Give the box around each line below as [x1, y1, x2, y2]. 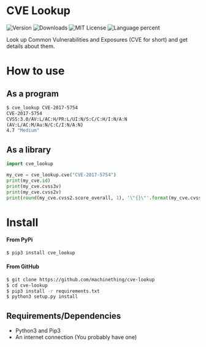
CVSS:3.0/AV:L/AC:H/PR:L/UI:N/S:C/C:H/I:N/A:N [6, 116, 128, 122]
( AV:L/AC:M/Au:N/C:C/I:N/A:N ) [6, 122, 84, 128]
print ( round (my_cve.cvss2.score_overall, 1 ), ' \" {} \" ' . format [6, 195, 169, 201]
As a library [6, 144, 51, 155]
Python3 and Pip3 [15, 327, 61, 335]
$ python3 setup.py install [6, 294, 78, 300]
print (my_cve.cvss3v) [6, 183, 62, 189]
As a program [6, 88, 59, 99]
